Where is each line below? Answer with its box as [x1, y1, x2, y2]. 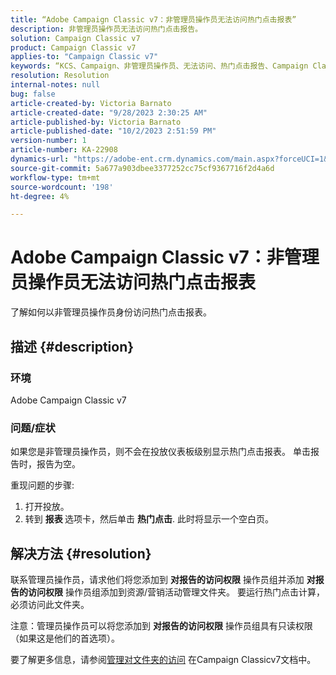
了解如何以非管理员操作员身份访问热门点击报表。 [10, 306, 212, 318]
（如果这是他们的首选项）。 [10, 632, 120, 644]
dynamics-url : [10, 154, 70, 164]
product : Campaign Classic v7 [10, 42, 137, 53]
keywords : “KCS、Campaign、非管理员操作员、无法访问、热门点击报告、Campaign [10, 61, 309, 71]
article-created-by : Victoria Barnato [10, 98, 172, 108]
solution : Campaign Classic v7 [10, 33, 141, 43]
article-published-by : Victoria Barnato [10, 117, 182, 127]
